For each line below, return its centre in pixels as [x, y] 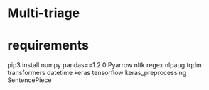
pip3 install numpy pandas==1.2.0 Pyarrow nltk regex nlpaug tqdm [105, 65]
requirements [48, 46]
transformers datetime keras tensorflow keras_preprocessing [97, 73]
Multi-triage [44, 13]
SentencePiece [30, 80]
